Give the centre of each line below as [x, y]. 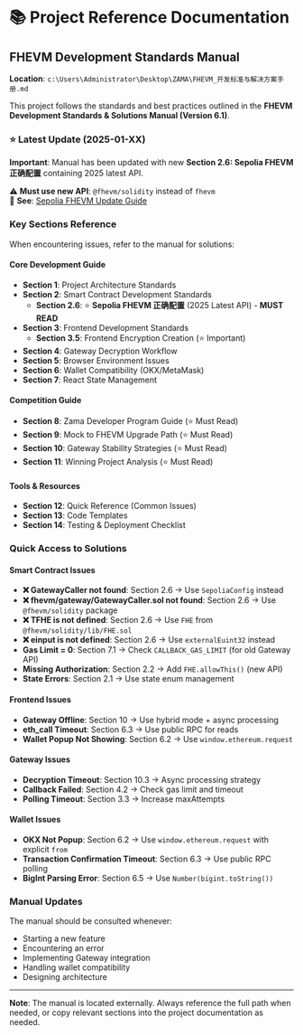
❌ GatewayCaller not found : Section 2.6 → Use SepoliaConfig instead [153, 590]
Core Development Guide [58, 265]
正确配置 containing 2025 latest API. [77, 174]
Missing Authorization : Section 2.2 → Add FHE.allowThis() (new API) [152, 669]
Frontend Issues [41, 699]
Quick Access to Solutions [69, 549]
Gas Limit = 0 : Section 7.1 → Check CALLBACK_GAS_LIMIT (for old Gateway [156, 650]
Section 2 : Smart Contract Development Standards [117, 294]
